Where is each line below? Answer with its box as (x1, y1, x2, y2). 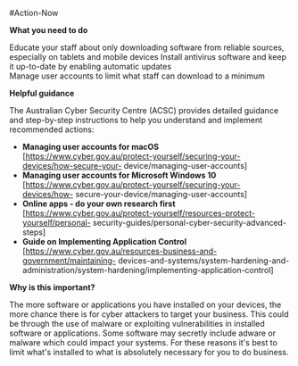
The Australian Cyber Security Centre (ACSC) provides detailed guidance (9, 105, 279, 115)
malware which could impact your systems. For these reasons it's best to (9, 337, 278, 347)
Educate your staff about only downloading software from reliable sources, (9, 42, 285, 53)
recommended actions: (9, 124, 95, 135)
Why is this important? (9, 282, 95, 293)
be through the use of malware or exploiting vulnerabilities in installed (9, 319, 265, 329)
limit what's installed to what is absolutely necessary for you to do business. (9, 347, 289, 357)
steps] (21, 227, 46, 237)
